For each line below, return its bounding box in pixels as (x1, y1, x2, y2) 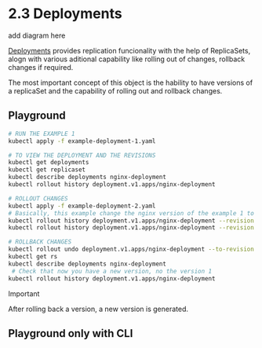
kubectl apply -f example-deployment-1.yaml (8, 137, 156, 145)
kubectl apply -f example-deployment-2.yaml (8, 202, 156, 210)
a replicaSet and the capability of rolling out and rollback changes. (8, 86, 223, 95)
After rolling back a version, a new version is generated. (8, 304, 189, 313)
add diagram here (8, 31, 66, 40)
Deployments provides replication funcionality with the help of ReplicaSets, (8, 46, 251, 55)
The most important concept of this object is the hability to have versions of (8, 78, 253, 87)
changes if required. (8, 62, 74, 71)
